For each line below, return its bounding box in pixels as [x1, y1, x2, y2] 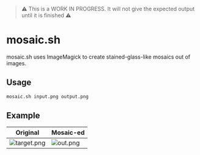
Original [15, 128, 40, 137]
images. [6, 59, 26, 67]
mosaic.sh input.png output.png [6, 93, 89, 99]
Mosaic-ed [51, 128, 85, 137]
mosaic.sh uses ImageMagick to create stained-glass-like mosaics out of [6, 53, 191, 60]
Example [6, 110, 40, 121]
